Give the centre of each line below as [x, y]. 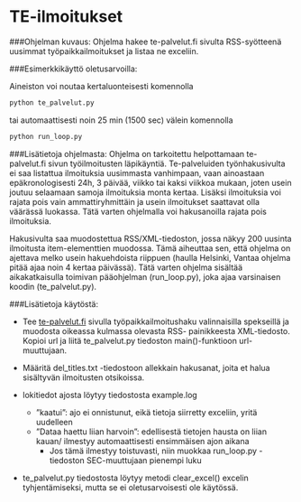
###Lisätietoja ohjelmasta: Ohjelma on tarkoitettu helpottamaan [127, 153]
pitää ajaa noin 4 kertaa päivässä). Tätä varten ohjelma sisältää [126, 267]
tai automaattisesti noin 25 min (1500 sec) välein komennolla [121, 120]
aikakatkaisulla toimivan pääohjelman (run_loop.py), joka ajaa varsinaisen [145, 276]
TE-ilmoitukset [66, 17]
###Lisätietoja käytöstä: [54, 303]
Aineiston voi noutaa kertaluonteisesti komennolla [101, 86]
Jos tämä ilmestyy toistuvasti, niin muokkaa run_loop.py [153, 451]
